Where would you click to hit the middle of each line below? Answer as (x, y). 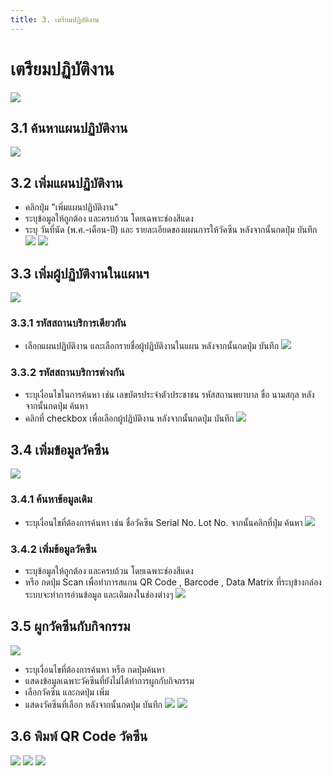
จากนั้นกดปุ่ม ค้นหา (56, 405)
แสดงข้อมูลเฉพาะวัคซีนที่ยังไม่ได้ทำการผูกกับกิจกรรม (109, 680)
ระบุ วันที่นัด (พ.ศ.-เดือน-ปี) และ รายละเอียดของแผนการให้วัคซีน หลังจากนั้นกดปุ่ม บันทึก (171, 230)
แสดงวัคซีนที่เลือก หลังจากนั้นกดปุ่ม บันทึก (93, 704)
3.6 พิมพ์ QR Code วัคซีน (79, 736)
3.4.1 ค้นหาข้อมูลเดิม (51, 499)
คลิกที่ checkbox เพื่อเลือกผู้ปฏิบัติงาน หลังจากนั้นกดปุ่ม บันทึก (129, 418)
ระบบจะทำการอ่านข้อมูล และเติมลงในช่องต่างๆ (99, 594)
